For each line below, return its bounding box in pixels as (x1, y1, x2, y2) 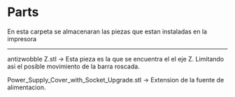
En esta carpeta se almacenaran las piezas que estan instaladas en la (7, 27, 208, 36)
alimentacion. (7, 83, 46, 91)
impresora (7, 34, 37, 43)
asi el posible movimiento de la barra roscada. (7, 62, 140, 70)
